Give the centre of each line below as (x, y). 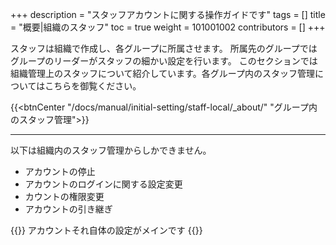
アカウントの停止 (60, 171)
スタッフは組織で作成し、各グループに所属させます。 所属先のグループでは (164, 48)
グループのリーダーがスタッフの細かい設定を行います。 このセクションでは (164, 61)
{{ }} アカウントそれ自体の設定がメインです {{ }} (106, 230)
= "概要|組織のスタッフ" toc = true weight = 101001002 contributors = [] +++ (168, 27)
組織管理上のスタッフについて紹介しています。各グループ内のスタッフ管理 (162, 73)
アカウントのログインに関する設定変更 (103, 184)
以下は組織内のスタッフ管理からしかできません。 (111, 150)
